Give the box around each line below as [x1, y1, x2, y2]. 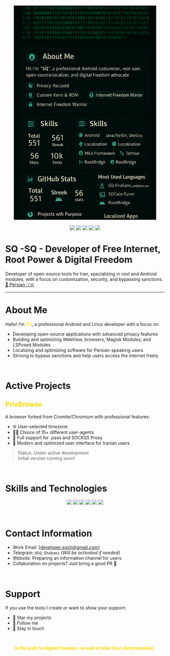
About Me [5, 304, 48, 316]
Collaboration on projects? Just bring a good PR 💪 [12, 561, 117, 567]
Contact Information [5, 528, 93, 539]
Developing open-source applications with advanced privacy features [12, 331, 158, 337]
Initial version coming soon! [17, 455, 75, 461]
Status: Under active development [17, 450, 89, 456]
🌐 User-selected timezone [12, 423, 68, 429]
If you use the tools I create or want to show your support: [5, 605, 126, 611]
